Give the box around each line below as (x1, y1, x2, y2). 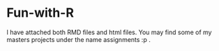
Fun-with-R (6, 5, 75, 21)
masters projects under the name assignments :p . (6, 35, 151, 43)
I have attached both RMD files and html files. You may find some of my (6, 28, 212, 36)
